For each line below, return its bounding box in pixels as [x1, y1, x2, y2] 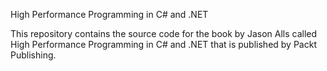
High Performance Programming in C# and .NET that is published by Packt [10, 39, 317, 50]
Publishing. [10, 49, 57, 61]
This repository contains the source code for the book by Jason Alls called [10, 28, 318, 39]
